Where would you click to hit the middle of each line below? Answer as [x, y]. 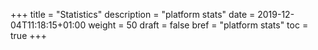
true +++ [29, 35]
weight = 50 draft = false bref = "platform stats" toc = [198, 25]
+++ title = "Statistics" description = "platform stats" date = [133, 14]
